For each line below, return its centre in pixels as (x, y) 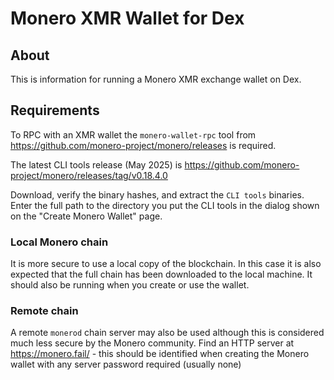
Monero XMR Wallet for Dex (127, 18)
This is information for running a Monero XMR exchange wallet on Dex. (156, 79)
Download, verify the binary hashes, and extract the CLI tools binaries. (157, 194)
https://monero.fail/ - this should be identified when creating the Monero (160, 354)
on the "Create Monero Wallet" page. (86, 216)
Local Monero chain (59, 242)
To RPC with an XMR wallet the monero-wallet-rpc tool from (133, 134)
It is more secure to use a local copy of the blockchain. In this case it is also (166, 264)
